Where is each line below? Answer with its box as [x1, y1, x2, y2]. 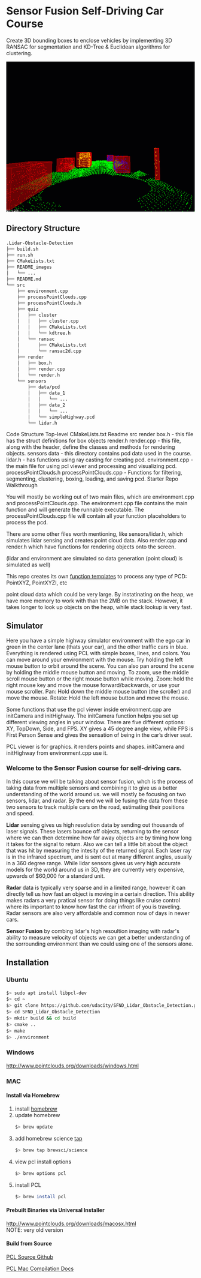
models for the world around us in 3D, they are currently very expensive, [6, 866, 185, 873]
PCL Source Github [6, 1253, 54, 1261]
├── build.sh [6, 246, 39, 252]
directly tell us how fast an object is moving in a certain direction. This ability [6, 890, 195, 898]
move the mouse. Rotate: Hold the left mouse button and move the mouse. [6, 694, 190, 701]
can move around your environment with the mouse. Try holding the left [6, 656, 183, 663]
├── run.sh [6, 252, 33, 258]
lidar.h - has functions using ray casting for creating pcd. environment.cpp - [6, 456, 193, 463]
